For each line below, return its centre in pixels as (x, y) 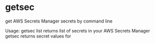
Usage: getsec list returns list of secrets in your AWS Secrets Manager (78, 30)
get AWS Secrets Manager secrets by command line (59, 21)
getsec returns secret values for (38, 36)
